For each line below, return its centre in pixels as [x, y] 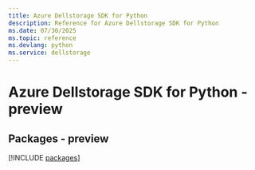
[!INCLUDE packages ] [44, 158]
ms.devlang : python [41, 45]
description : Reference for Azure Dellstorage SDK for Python [114, 23]
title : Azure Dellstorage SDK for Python [78, 16]
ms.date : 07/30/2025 [43, 30]
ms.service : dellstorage [49, 53]
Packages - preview [59, 138]
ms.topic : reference [43, 38]
